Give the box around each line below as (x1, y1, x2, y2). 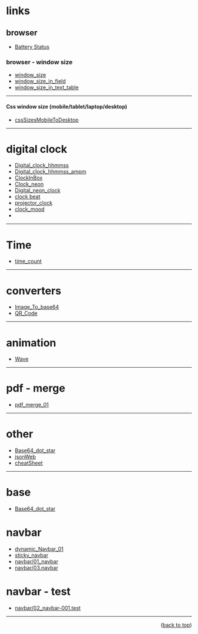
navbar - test (6, 585, 71, 599)
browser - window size (6, 58, 73, 66)
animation (6, 336, 57, 349)
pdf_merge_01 (14, 401, 49, 408)
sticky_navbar (14, 552, 49, 558)
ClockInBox (14, 174, 43, 181)
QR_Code (14, 310, 38, 317)
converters (6, 284, 62, 298)
